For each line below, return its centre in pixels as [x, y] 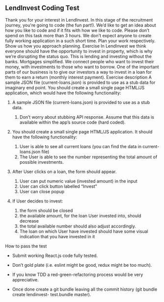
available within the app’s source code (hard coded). [73, 122]
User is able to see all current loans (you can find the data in [80, 146]
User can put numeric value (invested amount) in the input [78, 181]
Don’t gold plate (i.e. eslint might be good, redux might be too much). [82, 265]
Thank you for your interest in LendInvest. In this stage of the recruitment [79, 20]
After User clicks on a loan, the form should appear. [64, 172]
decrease [29, 221]
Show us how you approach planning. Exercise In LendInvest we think [76, 46]
